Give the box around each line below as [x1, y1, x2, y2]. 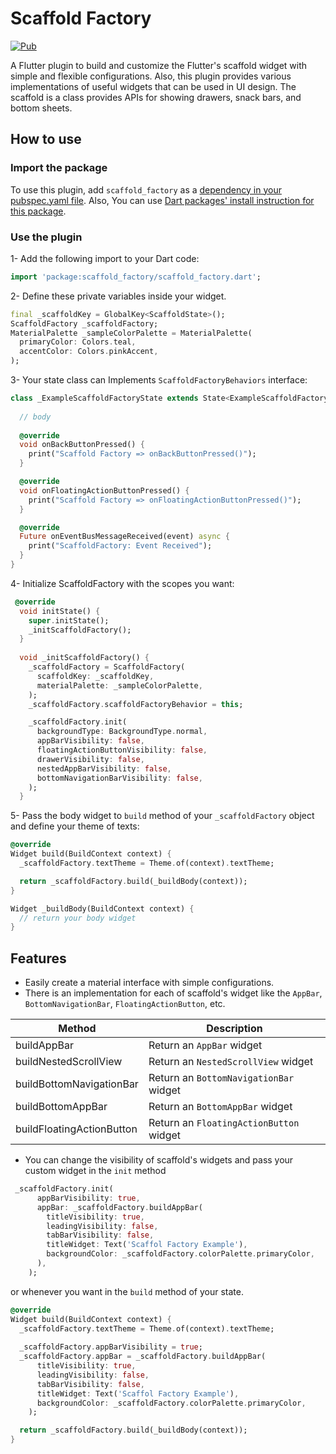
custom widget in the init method [24, 1165, 167, 1177]
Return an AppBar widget [148, 1038, 263, 1052]
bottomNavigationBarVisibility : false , [36, 773, 203, 783]
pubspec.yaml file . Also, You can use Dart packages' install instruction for [10, 194, 315, 206]
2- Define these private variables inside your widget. [10, 290, 227, 302]
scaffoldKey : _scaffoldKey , [36, 671, 155, 681]
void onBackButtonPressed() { [19, 440, 145, 450]
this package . [10, 205, 67, 217]
